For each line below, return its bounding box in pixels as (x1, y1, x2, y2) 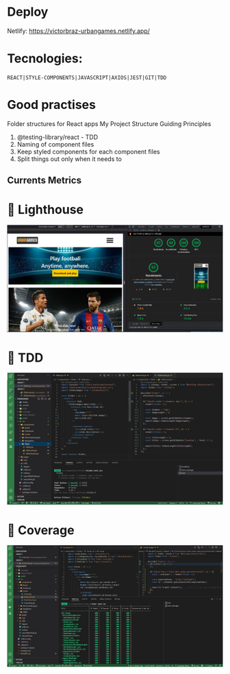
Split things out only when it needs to (16, 155, 122, 163)
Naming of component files (16, 140, 94, 148)
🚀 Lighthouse (7, 202, 84, 218)
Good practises (7, 97, 96, 113)
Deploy (7, 4, 49, 20)
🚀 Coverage (7, 522, 75, 538)
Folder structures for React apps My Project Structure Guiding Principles (7, 119, 212, 127)
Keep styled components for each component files (16, 147, 160, 155)
